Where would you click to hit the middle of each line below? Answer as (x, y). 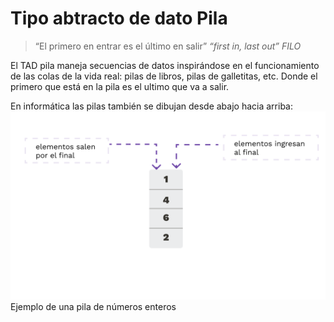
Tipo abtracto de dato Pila (119, 18)
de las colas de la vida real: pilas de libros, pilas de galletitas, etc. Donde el (164, 76)
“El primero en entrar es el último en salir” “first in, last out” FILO (168, 46)
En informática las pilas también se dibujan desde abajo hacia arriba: (151, 106)
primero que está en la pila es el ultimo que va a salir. (120, 86)
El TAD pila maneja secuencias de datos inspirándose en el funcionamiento (165, 65)
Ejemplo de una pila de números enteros (93, 307)
